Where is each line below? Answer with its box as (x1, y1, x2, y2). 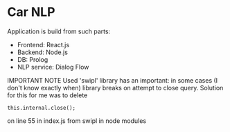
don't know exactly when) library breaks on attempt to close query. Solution (7, 83, 224, 92)
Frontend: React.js (17, 40, 70, 49)
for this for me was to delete (7, 91, 88, 99)
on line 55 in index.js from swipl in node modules (7, 116, 147, 125)
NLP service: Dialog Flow (17, 63, 89, 71)
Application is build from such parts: (7, 27, 111, 35)
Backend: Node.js (17, 48, 68, 56)
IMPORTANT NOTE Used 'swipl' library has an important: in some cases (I (7, 76, 218, 84)
